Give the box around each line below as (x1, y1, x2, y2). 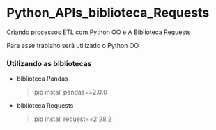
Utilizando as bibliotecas (6, 58, 92, 68)
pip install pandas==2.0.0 (33, 88, 107, 97)
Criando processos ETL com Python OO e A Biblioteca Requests (6, 28, 191, 36)
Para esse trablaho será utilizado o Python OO (6, 41, 139, 49)
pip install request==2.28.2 (33, 115, 112, 123)
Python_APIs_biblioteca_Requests (6, 5, 210, 21)
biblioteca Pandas (16, 74, 68, 83)
